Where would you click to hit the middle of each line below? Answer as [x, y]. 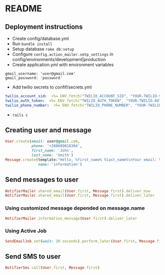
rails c [20, 115]
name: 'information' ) [60, 164]
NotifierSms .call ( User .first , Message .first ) [52, 268]
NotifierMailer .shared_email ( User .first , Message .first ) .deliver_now [78, 191]
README [24, 9]
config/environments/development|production [59, 59]
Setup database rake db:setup [43, 49]
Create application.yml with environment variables [63, 65]
